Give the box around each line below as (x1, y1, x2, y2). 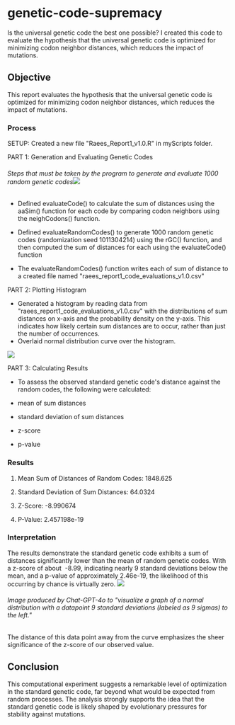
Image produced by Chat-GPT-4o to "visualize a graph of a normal (7, 596, 204, 605)
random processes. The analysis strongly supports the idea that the (7, 695, 205, 703)
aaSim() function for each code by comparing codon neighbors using (17, 207, 220, 215)
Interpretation (7, 532, 57, 542)
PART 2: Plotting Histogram (7, 285, 87, 295)
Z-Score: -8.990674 (17, 501, 76, 510)
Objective (7, 72, 52, 84)
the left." (7, 611, 33, 620)
